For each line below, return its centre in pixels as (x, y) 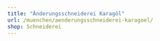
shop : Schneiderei (34, 26)
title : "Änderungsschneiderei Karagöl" (66, 14)
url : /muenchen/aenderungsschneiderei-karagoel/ (80, 20)
